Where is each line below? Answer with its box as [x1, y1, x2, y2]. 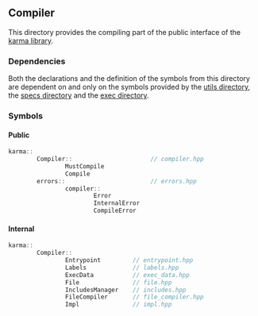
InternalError [93, 199, 141, 207]
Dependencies [8, 56, 66, 67]
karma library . [8, 36, 54, 45]
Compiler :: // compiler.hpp [37, 155, 204, 164]
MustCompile [64, 162, 105, 170]
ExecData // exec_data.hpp [64, 271, 191, 279]
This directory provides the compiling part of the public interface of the [8, 27, 241, 37]
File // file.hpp [64, 278, 172, 287]
